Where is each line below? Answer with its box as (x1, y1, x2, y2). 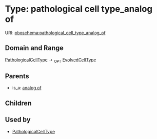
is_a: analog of (12, 85, 41, 91)
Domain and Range (5, 44, 64, 52)
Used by (5, 116, 31, 124)
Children (5, 99, 32, 107)
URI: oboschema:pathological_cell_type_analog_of (5, 30, 106, 35)
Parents (5, 72, 29, 80)
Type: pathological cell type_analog (5, 3, 153, 15)
